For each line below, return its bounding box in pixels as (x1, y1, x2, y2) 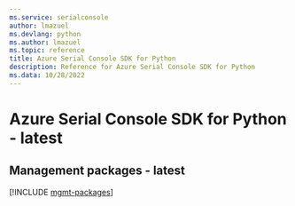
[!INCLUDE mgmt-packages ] (9, 186, 113, 197)
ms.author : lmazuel (9, 37, 82, 47)
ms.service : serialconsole (9, 12, 109, 22)
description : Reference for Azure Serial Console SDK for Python (9, 63, 255, 72)
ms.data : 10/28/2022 (9, 71, 86, 80)
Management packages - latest (9, 163, 186, 178)
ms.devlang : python (9, 29, 82, 38)
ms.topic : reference (9, 46, 86, 55)
